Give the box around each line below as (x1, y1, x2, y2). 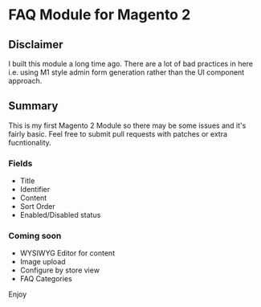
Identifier (19, 185, 51, 194)
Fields (8, 158, 33, 169)
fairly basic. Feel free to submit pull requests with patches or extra (8, 129, 227, 138)
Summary (8, 99, 59, 113)
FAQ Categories (19, 274, 72, 284)
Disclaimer (8, 38, 63, 51)
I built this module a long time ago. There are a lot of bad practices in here (8, 59, 253, 68)
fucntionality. (8, 137, 52, 147)
